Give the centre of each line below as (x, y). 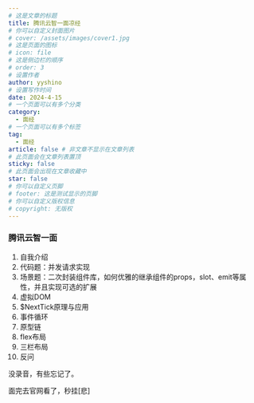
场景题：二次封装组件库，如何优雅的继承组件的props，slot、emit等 (129, 277)
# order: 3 (26, 68)
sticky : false (32, 164)
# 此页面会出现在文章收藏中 (48, 172)
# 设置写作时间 (30, 90)
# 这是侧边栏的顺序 (36, 61)
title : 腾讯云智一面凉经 (45, 23)
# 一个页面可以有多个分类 (45, 105)
